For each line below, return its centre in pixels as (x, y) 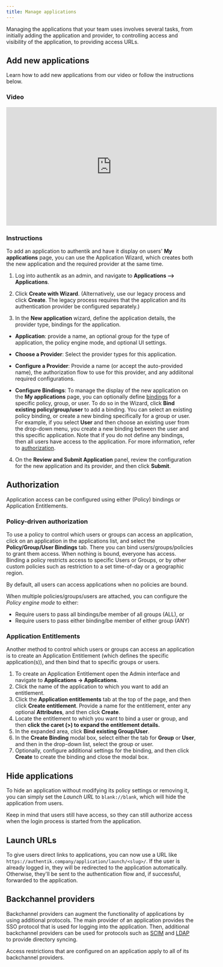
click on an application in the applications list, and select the (81, 541)
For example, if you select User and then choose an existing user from (102, 423)
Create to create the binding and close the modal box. (82, 757)
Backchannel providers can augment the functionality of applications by (95, 913)
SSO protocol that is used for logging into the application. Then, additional (98, 926)
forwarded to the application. (42, 880)
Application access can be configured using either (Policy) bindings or (93, 499)
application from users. (35, 803)
